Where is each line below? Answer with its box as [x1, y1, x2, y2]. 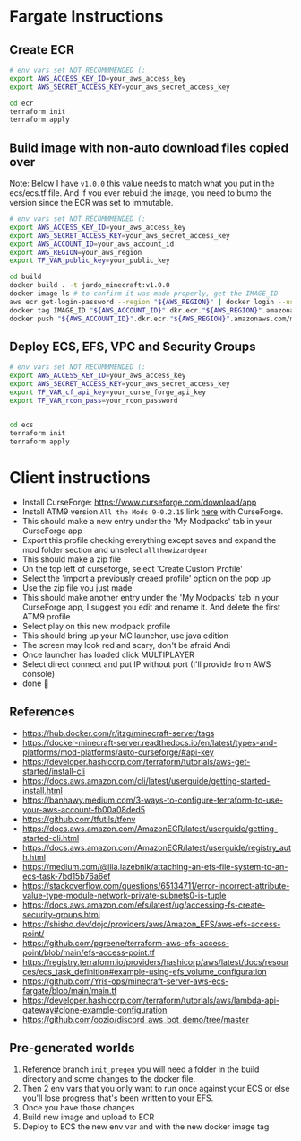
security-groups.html [21, 909, 100, 920]
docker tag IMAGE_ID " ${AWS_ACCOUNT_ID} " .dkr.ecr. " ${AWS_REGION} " [9, 305, 262, 315]
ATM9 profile [21, 611, 71, 622]
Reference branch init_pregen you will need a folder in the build [21, 1064, 260, 1075]
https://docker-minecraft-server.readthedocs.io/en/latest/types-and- [21, 738, 278, 749]
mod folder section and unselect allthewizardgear [21, 545, 209, 556]
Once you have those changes [21, 1102, 135, 1112]
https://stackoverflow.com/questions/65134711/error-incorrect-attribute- [21, 881, 290, 891]
